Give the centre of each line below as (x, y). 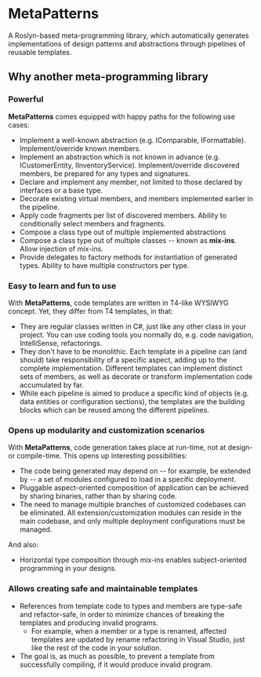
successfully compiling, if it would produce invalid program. (116, 664)
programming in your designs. (68, 568)
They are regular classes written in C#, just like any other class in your (133, 326)
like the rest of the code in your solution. (96, 648)
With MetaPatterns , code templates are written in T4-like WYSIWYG (118, 303)
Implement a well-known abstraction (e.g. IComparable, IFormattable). (133, 140)
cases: (19, 125)
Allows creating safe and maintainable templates (103, 589)
